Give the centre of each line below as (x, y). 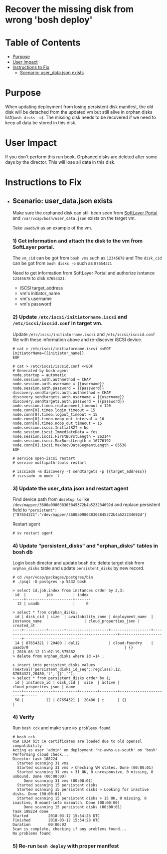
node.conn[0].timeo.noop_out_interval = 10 (58, 419)
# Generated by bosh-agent (40, 371)
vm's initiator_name (40, 294)
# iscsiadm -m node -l (36, 476)
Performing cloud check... (40, 755)
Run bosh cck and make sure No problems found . (62, 728)
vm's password (35, 304)
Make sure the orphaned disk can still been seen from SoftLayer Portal (85, 213)
